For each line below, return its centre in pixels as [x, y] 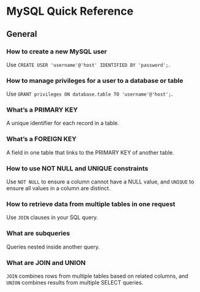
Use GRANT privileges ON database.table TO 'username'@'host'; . [90, 94]
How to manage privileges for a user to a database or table [95, 80]
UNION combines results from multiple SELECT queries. [75, 282]
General [22, 34]
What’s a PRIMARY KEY [42, 110]
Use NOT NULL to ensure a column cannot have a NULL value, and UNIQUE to [100, 182]
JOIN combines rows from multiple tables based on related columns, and [97, 276]
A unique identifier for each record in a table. [63, 123]
